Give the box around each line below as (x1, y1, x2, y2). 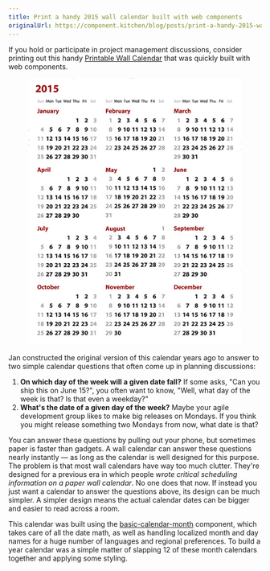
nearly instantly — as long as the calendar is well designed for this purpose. (8, 452, 260, 462)
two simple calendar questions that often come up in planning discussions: (8, 361, 256, 371)
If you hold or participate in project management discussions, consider (8, 44, 243, 54)
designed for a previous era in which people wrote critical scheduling (8, 469, 238, 479)
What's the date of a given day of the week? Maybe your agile (19, 402, 229, 412)
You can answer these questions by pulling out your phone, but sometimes (8, 435, 256, 445)
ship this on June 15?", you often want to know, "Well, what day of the (19, 385, 251, 395)
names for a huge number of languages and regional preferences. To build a (8, 536, 261, 546)
